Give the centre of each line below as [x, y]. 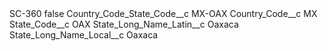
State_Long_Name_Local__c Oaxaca [84, 35]
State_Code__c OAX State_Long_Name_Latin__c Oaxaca [124, 24]
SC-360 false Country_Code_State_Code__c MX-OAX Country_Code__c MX [163, 13]
